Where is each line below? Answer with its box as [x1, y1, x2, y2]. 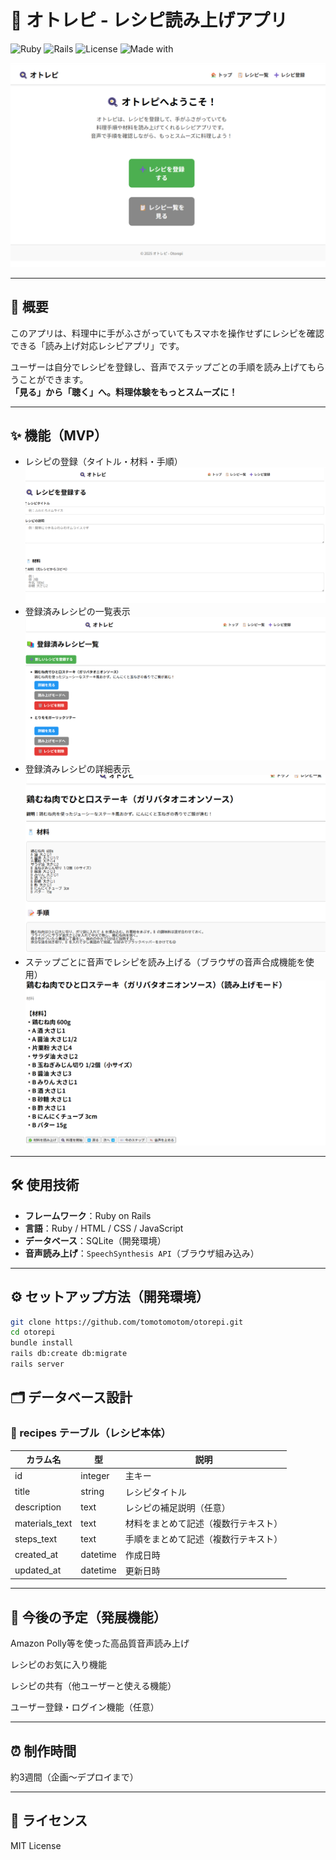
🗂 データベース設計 [10, 1389, 133, 1406]
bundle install [10, 1338, 74, 1348]
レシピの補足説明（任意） [124, 1501, 231, 1513]
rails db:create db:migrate [10, 1349, 128, 1359]
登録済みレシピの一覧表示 [24, 606, 131, 618]
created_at [14, 1549, 59, 1561]
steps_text [14, 1532, 58, 1545]
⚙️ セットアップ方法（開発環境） [10, 1289, 210, 1306]
